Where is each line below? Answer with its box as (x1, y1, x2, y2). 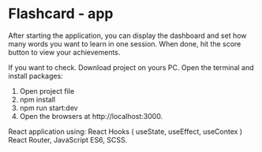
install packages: (8, 71, 63, 80)
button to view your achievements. (8, 47, 121, 57)
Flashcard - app (8, 5, 114, 23)
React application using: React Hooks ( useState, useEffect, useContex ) (8, 127, 243, 136)
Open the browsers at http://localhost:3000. (19, 111, 163, 120)
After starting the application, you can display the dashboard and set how (8, 31, 247, 40)
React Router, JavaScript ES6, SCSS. (8, 135, 128, 144)
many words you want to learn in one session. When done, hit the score (8, 39, 241, 48)
